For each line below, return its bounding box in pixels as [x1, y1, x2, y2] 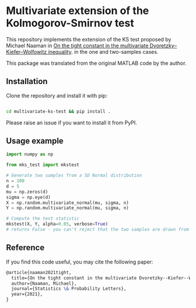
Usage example [6, 136, 64, 146]
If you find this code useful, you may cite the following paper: [6, 258, 153, 265]
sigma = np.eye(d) [6, 194, 51, 200]
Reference [6, 243, 45, 252]
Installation [6, 77, 48, 86]
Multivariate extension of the [6, 4, 149, 18]
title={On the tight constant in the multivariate [11, 275, 137, 281]
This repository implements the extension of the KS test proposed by [6, 36, 171, 43]
